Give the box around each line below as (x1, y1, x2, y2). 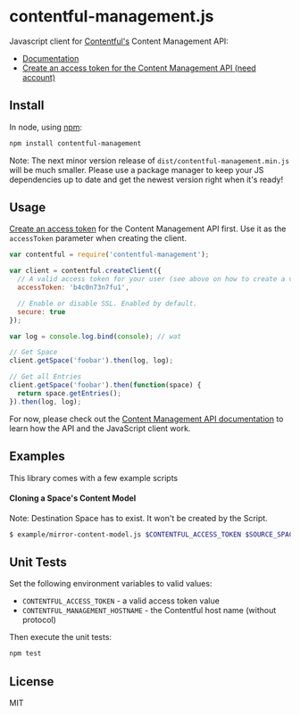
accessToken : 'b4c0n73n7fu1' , (17, 283, 129, 292)
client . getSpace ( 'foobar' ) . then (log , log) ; (9, 356, 174, 365)
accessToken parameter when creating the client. (9, 233, 187, 244)
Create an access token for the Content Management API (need (21, 62, 256, 73)
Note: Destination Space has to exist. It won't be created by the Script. (9, 512, 268, 523)
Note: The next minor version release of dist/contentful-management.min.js (9, 154, 290, 166)
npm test (9, 649, 42, 658)
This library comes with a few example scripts (9, 472, 179, 483)
